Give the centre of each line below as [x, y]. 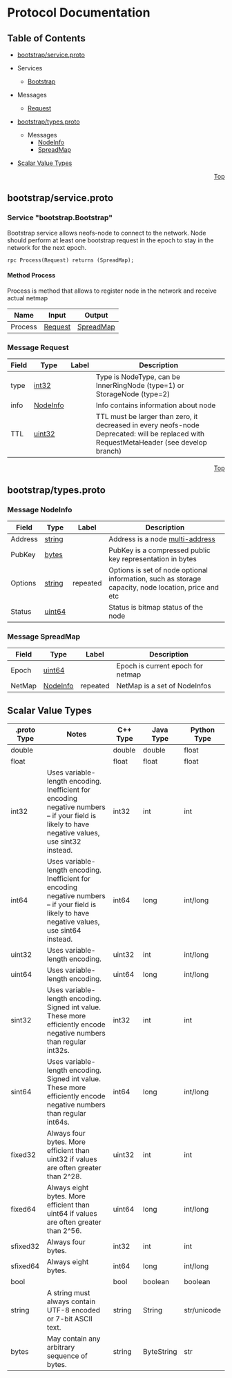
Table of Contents [47, 38]
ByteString [160, 1351]
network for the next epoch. [47, 247]
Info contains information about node [156, 405]
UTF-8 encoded [74, 1310]
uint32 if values [72, 1159]
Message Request [38, 347]
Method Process [31, 275]
